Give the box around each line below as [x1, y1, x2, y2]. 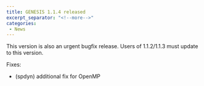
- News [9, 26, 26, 32]
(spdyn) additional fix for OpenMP [15, 73, 100, 80]
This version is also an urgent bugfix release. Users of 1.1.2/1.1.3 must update [6, 43, 199, 50]
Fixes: [6, 61, 21, 68]
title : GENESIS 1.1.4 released [6, 9, 86, 15]
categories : [6, 20, 37, 26]
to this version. [6, 49, 44, 57]
